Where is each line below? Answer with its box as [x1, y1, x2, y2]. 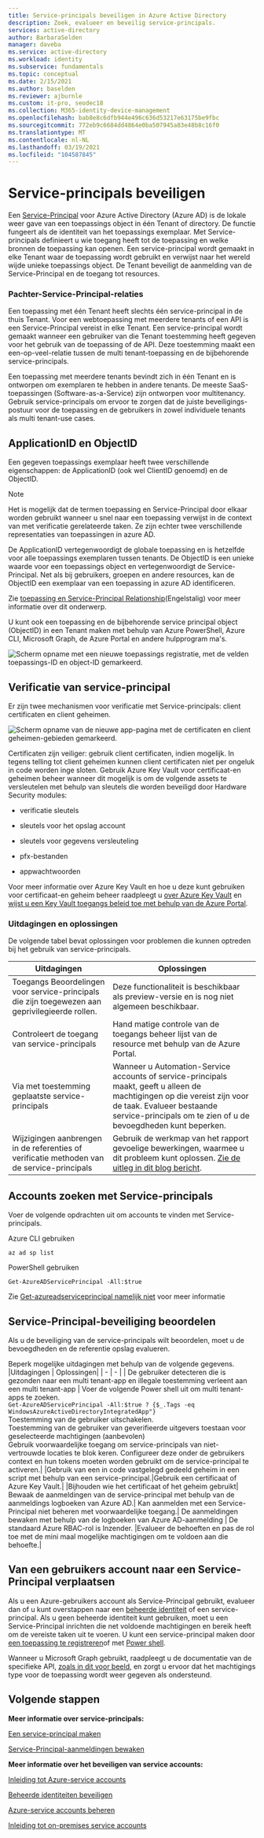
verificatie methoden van [12, 1152, 104, 1163]
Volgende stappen [8, 1693, 101, 1707]
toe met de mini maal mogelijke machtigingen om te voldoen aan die [8, 1532, 229, 1541]
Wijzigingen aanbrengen [12, 1133, 102, 1144]
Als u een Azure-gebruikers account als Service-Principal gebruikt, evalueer [8, 1596, 255, 1606]
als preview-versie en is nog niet [112, 991, 234, 1002]
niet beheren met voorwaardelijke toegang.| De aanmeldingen [38, 1507, 238, 1516]
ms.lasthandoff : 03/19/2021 [8, 143, 101, 151]
